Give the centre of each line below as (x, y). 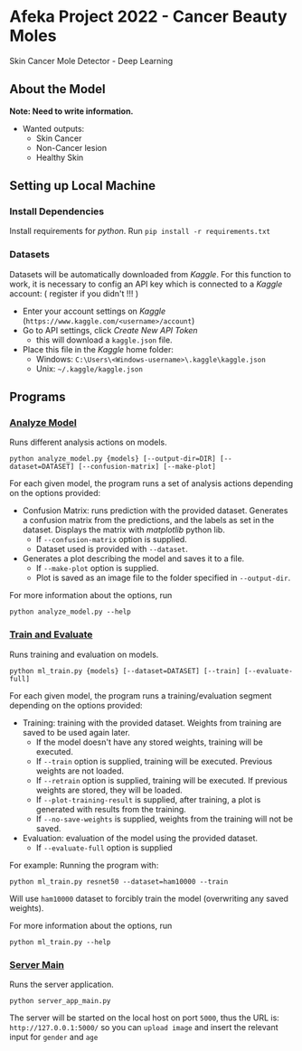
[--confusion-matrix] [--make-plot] (147, 467)
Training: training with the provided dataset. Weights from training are (152, 723)
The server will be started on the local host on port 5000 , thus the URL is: (145, 1018)
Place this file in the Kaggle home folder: (98, 349)
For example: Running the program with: (84, 865)
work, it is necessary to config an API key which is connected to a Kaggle (146, 284)
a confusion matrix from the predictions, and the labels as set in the (148, 521)
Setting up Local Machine (83, 186)
